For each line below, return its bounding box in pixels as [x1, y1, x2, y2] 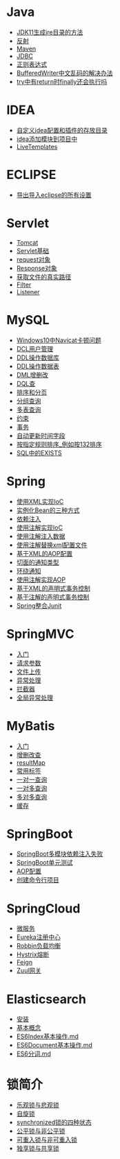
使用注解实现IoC [16, 523, 63, 532]
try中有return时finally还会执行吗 [16, 77, 108, 85]
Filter [16, 280, 32, 289]
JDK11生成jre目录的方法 [16, 28, 83, 36]
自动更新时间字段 [16, 431, 66, 439]
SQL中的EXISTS [16, 448, 63, 457]
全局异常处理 [16, 693, 53, 702]
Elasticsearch [6, 991, 87, 1007]
